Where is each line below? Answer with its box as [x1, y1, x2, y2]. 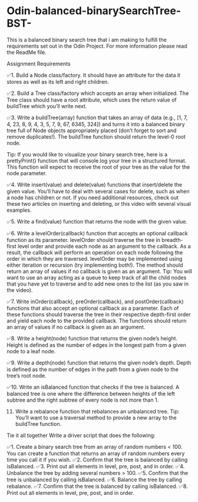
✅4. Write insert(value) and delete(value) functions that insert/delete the [6, 181, 182, 188]
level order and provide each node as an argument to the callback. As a [17, 242, 191, 250]
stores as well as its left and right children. [6, 78, 110, 85]
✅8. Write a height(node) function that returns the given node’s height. [6, 334, 178, 342]
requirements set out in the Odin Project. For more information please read [6, 42, 187, 50]
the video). [6, 286, 33, 293]
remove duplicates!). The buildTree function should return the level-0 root [6, 133, 186, 140]
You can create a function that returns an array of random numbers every [6, 449, 185, 457]
